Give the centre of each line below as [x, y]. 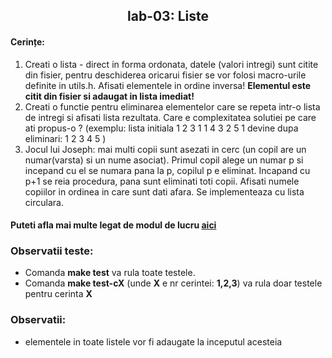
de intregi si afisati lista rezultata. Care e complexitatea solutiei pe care [170, 117]
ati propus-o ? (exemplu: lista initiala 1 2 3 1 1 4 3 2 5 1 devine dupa [161, 128]
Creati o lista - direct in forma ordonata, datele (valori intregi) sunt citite [171, 64]
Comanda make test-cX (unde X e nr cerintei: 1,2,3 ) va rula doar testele [173, 283]
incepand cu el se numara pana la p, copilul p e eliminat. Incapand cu [167, 170]
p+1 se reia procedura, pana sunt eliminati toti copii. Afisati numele [162, 181]
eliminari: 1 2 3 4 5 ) [65, 138]
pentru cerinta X [58, 294]
